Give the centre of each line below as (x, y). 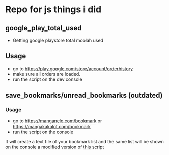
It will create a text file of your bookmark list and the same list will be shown (85, 141)
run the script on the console (43, 132)
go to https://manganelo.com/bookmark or (57, 121)
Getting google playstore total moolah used (58, 40)
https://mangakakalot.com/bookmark (51, 126)
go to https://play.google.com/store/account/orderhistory (73, 68)
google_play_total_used (44, 28)
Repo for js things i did (53, 9)
